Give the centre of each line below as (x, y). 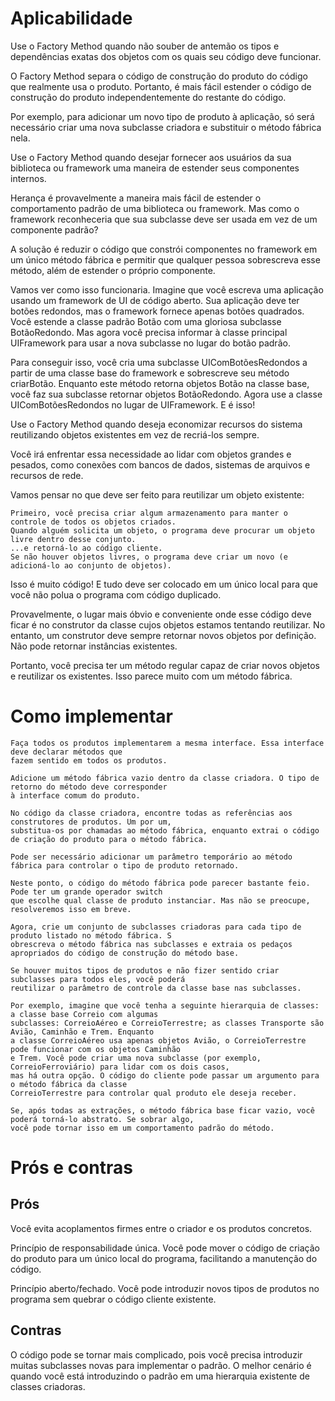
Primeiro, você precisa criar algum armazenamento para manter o (149, 513)
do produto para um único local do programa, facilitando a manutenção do (164, 1258)
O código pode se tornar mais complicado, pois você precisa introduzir (156, 1354)
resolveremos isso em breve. (71, 909)
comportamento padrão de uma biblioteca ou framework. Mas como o (155, 208)
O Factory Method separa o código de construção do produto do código (159, 76)
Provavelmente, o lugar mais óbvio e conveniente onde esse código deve (161, 614)
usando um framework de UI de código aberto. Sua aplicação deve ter (155, 300)
